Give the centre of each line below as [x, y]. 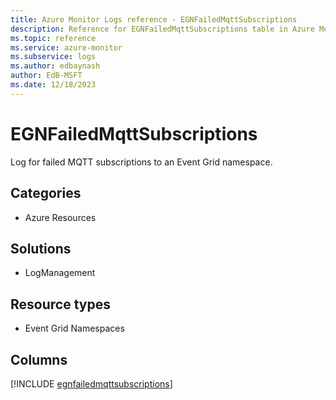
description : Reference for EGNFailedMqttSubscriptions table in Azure [162, 29]
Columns [39, 359]
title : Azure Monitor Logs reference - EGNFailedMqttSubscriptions [154, 19]
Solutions [41, 248]
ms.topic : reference [53, 38]
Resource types [60, 304]
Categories [46, 193]
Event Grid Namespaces [74, 328]
